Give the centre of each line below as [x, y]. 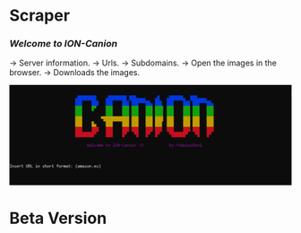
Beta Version [58, 218]
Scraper [39, 16]
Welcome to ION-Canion [64, 44]
